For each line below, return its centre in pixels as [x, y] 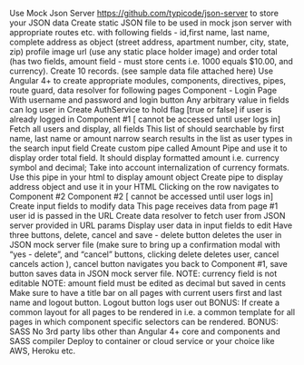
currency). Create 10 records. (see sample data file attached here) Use [142, 71]
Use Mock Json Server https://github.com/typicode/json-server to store [144, 13]
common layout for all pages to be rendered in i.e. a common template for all [152, 312]
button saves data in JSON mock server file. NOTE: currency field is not [143, 273]
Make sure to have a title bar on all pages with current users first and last [146, 293]
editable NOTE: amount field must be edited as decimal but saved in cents [147, 283]
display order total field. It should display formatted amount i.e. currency [144, 158]
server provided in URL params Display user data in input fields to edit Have [151, 225]
